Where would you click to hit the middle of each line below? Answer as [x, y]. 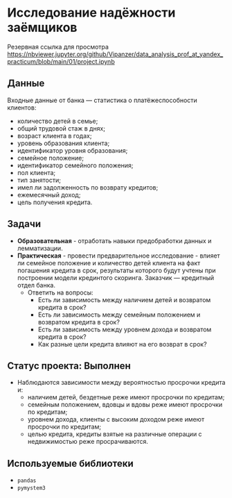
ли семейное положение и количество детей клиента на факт [109, 263]
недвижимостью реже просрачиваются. [88, 442]
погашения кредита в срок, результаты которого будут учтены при [116, 270]
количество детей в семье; [57, 121]
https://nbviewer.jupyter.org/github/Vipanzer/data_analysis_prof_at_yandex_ [115, 54]
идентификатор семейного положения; [75, 165]
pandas [27, 481]
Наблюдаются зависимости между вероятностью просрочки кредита [121, 383]
